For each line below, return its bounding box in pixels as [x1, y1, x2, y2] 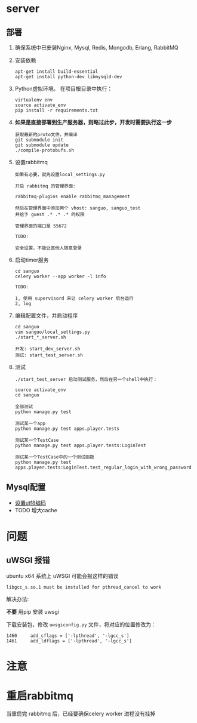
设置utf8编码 [14, 499, 47, 506]
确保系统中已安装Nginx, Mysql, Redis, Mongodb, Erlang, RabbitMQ [14, 44, 179, 51]
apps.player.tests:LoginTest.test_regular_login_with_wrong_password [14, 464, 192, 470]
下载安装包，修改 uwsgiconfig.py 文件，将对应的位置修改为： [6, 620, 157, 628]
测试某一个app [14, 420, 46, 426]
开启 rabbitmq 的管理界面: [14, 183, 76, 189]
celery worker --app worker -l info [14, 273, 106, 279]
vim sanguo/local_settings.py [14, 329, 91, 335]
